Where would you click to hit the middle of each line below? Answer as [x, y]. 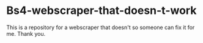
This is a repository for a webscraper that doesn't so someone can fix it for [101, 27]
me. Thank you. [26, 33]
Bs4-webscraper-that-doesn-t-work [102, 11]
